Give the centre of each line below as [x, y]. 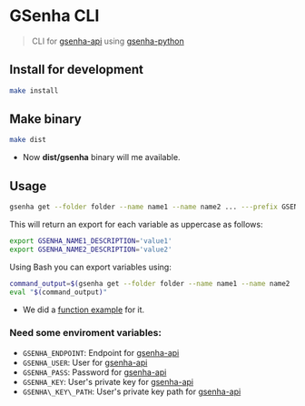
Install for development [76, 70]
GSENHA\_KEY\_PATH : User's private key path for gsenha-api [132, 391]
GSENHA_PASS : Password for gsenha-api [94, 372]
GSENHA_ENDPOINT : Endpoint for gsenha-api [101, 352]
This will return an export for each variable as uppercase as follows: [136, 224]
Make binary [45, 119]
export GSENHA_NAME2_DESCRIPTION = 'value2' [91, 249]
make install [34, 91]
